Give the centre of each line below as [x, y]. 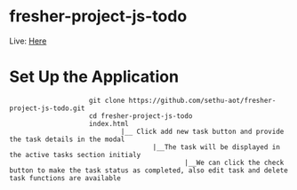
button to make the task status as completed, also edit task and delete [149, 170]
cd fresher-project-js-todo [140, 116]
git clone [107, 100]
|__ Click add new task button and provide [202, 131]
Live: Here [28, 41]
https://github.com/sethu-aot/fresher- [202, 100]
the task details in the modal [67, 139]
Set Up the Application [94, 77]
